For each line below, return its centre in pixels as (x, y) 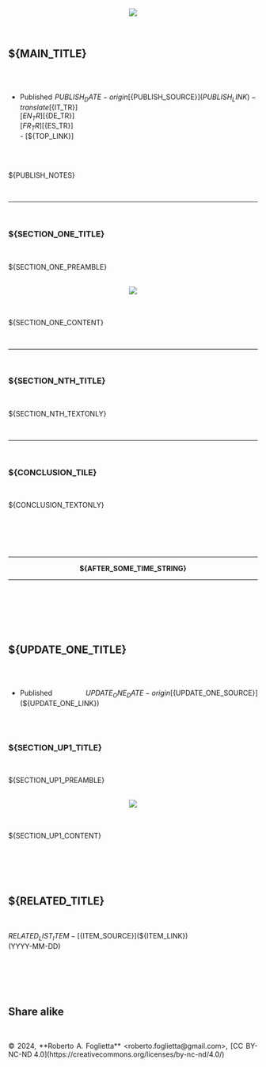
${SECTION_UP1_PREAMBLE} (57, 780)
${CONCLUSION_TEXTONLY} (56, 505)
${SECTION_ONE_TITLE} (57, 234)
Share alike (36, 1011)
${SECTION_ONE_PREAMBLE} (58, 267)
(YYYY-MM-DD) (34, 946)
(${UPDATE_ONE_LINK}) (59, 703)
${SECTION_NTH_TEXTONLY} (57, 413)
